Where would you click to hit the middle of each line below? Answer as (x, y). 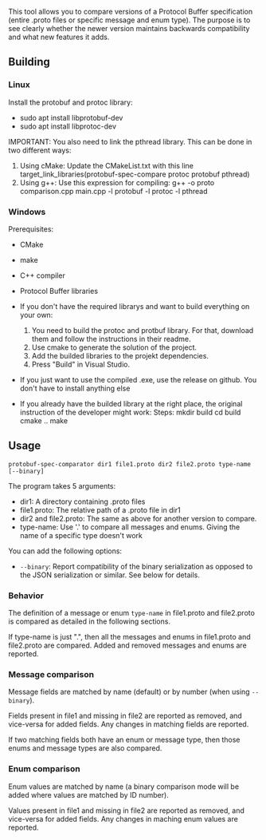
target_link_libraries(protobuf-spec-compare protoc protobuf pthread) (135, 174)
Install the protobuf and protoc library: (70, 102)
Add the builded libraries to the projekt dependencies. (120, 355)
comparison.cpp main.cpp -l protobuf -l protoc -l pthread (113, 191)
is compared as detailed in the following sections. (90, 621)
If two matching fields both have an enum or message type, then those (124, 740)
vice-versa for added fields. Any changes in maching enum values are (123, 818)
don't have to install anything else (75, 388)
